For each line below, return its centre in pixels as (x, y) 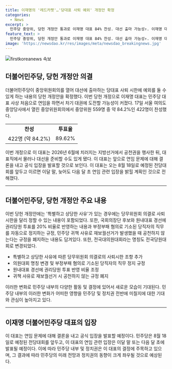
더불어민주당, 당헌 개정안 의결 (49, 77)
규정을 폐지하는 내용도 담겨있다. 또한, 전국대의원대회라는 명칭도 (82, 239)
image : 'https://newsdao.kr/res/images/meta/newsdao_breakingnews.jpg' (83, 44)
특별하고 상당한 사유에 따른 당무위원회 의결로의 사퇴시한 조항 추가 (78, 257)
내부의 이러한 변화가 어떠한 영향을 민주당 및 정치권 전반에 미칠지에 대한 (85, 293)
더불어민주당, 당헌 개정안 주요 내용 (56, 200)
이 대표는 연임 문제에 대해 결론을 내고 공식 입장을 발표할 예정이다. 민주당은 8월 (83, 336)
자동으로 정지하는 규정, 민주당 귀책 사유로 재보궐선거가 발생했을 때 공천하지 (85, 233)
